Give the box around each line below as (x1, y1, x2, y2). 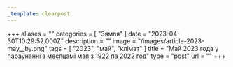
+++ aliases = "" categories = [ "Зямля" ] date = (7, 29, 147, 38)
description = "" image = (65, 36, 136, 45)
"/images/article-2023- (137, 36, 205, 45)
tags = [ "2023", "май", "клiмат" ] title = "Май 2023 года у (48, 44, 219, 52)
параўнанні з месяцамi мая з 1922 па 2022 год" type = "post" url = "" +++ (7, 52, 226, 60)
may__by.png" (7, 44, 48, 52)
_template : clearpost (7, 10, 71, 17)
